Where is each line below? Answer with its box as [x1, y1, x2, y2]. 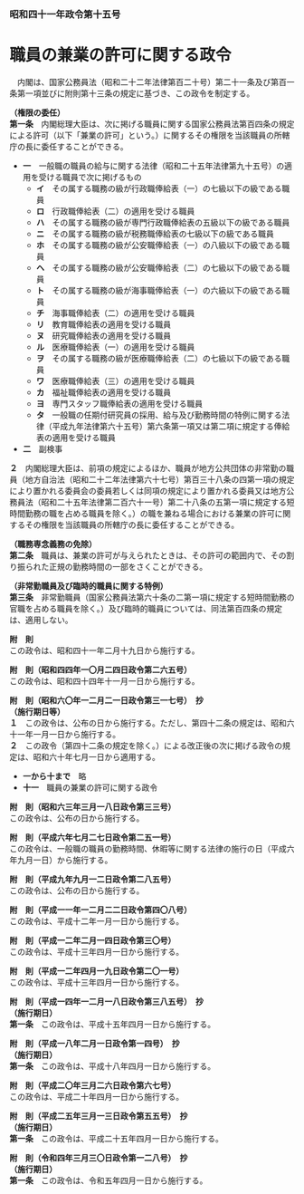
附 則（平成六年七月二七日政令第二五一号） [9, 832, 176, 843]
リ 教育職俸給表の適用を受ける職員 [35, 319, 172, 330]
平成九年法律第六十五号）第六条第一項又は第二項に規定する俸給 [52, 420, 290, 431]
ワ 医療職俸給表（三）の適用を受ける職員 [35, 375, 195, 386]
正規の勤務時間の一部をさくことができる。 [48, 561, 208, 572]
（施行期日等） [9, 706, 65, 717]
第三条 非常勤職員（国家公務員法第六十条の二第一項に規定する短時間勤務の [9, 592, 295, 602]
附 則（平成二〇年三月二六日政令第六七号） [9, 1080, 176, 1091]
